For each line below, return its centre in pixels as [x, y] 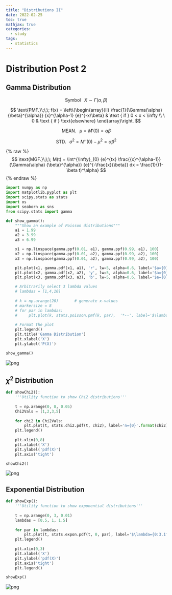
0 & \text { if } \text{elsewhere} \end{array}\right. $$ [86, 120]
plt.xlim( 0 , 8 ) [30, 440]
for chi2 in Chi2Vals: [39, 421]
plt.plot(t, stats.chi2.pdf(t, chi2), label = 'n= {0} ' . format [89, 426]
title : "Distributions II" [34, 10]
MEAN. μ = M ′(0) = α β [86, 131]
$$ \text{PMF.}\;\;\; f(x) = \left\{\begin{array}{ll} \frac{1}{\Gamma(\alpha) [86, 110]
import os [16, 202]
